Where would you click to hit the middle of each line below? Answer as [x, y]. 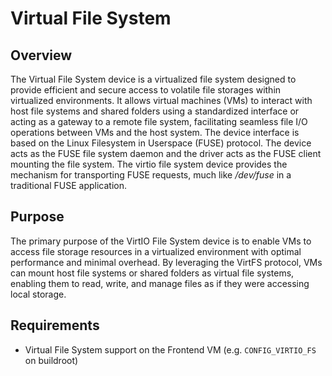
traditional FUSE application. [68, 185]
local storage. [38, 294]
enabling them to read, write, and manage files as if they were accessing [160, 283]
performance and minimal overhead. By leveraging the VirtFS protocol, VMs [166, 262]
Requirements [55, 325]
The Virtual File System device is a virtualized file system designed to [153, 79]
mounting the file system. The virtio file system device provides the [149, 164]
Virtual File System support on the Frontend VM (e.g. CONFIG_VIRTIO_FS [170, 349]
